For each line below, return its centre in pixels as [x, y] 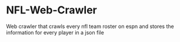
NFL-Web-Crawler [51, 10]
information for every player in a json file [55, 32]
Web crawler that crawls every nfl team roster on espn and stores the [90, 26]
